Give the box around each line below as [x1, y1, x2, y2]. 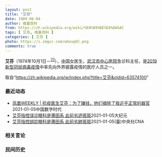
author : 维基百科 [5, 21, 38, 26]
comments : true [5, 44, 36, 49]
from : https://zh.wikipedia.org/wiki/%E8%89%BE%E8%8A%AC [5, 26, 124, 30]
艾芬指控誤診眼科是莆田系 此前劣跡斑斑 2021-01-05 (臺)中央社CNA [12, 118, 144, 124]
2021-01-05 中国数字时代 [12, 106, 62, 112]
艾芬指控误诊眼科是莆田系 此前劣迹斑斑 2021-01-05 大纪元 [12, 112, 128, 118]
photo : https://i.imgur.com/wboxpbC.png [5, 39, 89, 44]
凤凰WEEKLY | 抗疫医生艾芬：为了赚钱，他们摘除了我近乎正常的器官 [12, 100, 150, 106]
